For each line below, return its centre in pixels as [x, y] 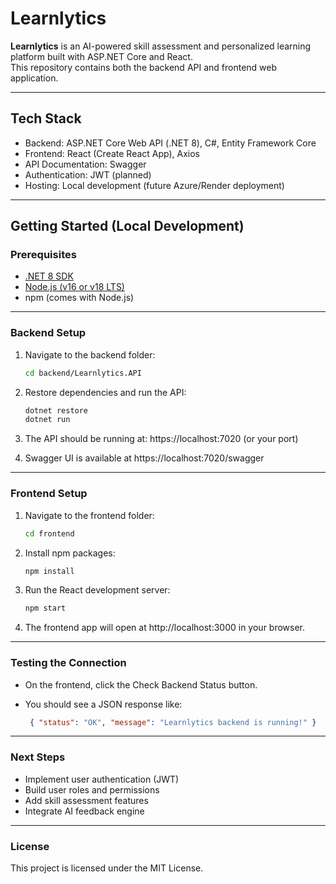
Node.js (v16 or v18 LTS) [74, 287]
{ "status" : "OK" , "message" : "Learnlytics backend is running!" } [173, 722]
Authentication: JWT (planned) [88, 174]
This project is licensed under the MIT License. [107, 868]
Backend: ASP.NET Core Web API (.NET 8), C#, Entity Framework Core [170, 143]
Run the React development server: [97, 590]
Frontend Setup [49, 494]
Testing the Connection [68, 663]
